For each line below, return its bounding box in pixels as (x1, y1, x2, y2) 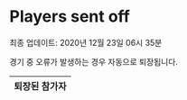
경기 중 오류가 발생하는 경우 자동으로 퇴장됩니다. (9, 56, 179, 67)
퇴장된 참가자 (14, 79, 67, 92)
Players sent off (9, 6, 131, 27)
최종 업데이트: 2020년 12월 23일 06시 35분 (9, 37, 163, 48)
